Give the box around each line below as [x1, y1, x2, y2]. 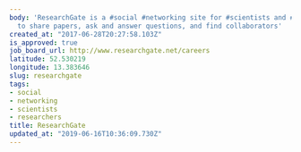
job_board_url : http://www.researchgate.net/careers [9, 46, 211, 55]
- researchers [9, 113, 63, 122]
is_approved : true [9, 38, 78, 47]
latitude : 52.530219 [9, 55, 87, 63]
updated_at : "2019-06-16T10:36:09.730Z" [9, 130, 163, 139]
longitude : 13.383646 [9, 63, 90, 72]
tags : [9, 80, 30, 89]
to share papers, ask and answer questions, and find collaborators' [17, 21, 282, 30]
